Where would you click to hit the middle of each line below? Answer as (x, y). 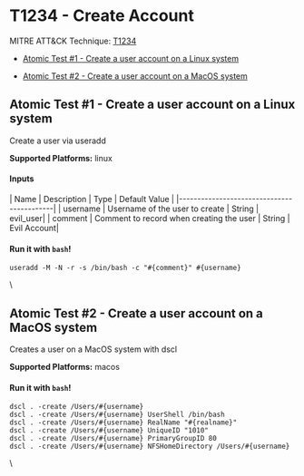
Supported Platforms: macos (65, 366)
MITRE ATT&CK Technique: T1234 (73, 41)
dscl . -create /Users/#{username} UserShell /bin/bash (117, 415)
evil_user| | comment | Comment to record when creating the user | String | (150, 218)
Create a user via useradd (58, 141)
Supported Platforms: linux (61, 158)
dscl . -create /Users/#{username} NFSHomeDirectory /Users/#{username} (150, 447)
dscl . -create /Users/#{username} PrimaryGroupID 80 (113, 439)
